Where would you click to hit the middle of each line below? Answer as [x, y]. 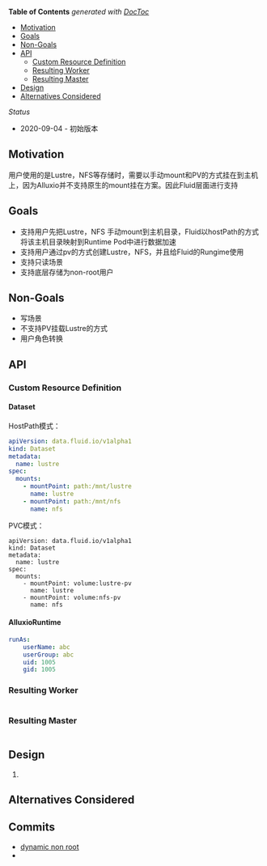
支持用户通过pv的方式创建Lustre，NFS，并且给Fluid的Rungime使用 [132, 252]
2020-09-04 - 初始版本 [59, 128]
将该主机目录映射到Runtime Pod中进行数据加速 [98, 241]
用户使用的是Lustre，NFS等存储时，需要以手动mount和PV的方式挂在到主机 [133, 175]
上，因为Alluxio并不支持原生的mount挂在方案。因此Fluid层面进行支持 [123, 185]
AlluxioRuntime [35, 622]
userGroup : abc [49, 655]
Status [19, 112]
